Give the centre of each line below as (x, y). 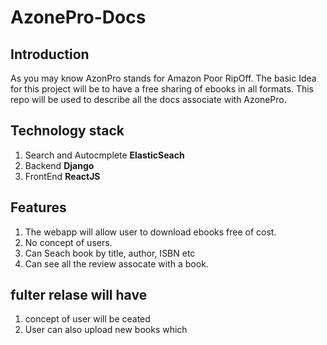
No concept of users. (68, 242)
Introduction (50, 54)
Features (38, 207)
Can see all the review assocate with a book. (116, 263)
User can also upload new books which (106, 330)
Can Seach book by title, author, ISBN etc (110, 253)
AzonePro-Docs (78, 17)
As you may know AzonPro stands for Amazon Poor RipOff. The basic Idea (163, 78)
